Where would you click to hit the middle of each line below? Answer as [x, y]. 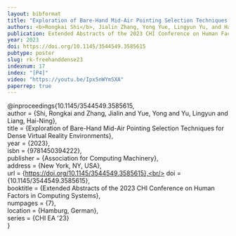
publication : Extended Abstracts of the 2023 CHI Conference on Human [113, 33]
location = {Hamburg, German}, [53, 211]
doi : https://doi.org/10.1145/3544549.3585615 [77, 46]
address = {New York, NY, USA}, [54, 166]
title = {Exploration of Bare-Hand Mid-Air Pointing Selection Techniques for [116, 128]
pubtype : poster [31, 54]
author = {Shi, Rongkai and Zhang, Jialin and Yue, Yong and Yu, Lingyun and [118, 113]
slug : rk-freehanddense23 [45, 60]
